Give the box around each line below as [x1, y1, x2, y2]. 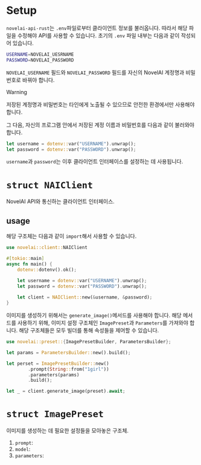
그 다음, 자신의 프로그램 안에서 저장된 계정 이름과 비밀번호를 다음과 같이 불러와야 [6, 121, 195, 128]
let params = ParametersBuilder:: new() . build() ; [6, 349, 131, 356]
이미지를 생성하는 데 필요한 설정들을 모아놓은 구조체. [6, 427, 129, 434]
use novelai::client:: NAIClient [6, 245, 88, 251]
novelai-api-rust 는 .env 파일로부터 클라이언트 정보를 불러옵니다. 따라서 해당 [6, 24, 188, 31]
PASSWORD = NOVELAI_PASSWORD [6, 57, 74, 63]
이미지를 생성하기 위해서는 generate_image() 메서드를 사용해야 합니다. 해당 [6, 312, 182, 319]
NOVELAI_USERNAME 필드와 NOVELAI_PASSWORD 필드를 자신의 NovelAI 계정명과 [6, 69, 185, 76]
